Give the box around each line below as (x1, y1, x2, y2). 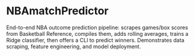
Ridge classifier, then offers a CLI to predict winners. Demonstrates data (6, 36, 184, 43)
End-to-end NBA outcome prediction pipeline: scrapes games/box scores (6, 24, 188, 31)
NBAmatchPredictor (6, 4, 109, 18)
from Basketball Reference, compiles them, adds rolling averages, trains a (6, 30, 189, 37)
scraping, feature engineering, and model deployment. (6, 43, 141, 50)
